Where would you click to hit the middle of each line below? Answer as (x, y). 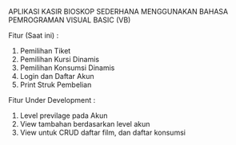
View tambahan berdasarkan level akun (85, 124)
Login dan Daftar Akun (57, 76)
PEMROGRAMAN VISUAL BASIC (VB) (70, 20)
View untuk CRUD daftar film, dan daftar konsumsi (103, 132)
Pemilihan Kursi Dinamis (60, 59)
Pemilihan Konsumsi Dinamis (67, 68)
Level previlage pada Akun (64, 116)
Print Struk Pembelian (56, 84)
